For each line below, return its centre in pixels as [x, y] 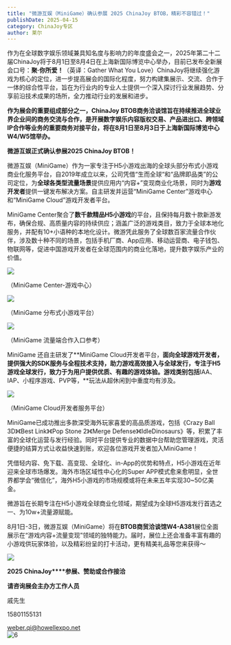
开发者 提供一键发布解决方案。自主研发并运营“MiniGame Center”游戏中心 [110, 192]
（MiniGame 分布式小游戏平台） [53, 313]
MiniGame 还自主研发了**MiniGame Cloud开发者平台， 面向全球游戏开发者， [115, 355]
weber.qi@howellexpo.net [44, 628]
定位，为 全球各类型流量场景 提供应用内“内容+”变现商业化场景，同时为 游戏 [117, 183]
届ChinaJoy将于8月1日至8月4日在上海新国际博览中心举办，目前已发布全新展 [115, 62]
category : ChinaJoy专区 [40, 26]
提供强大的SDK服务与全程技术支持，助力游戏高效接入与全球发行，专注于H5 [114, 363]
